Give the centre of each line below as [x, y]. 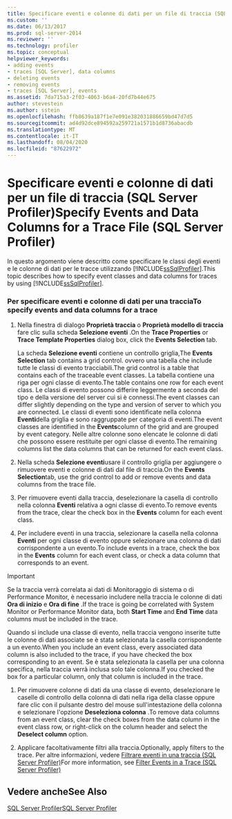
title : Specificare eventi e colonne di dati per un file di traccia [109, 14]
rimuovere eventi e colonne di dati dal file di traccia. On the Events [111, 470]
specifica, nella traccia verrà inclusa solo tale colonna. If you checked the [111, 669]
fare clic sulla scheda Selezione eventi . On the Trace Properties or [113, 333]
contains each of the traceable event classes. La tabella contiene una [116, 376]
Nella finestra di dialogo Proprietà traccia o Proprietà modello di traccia [120, 325]
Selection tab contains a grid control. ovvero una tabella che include [115, 360]
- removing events [33, 85]
